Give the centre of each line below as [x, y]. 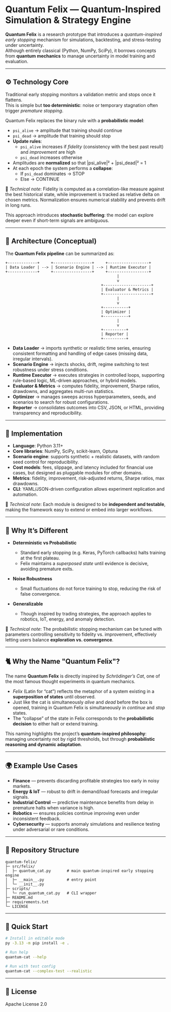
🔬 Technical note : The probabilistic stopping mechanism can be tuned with [83, 629]
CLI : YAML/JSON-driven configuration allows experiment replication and [89, 489]
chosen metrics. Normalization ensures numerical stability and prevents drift [85, 200]
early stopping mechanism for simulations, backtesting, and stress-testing [83, 40]
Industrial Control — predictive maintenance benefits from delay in [83, 802]
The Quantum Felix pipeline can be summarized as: [60, 254]
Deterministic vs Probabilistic [45, 543]
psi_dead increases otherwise [51, 157]
